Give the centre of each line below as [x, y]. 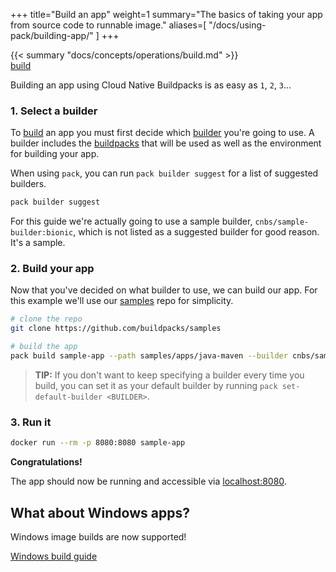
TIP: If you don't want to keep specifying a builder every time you [169, 375]
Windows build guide [54, 556]
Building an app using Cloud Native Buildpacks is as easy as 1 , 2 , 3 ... [151, 85]
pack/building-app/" [52, 35]
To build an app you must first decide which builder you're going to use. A [162, 133]
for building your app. [55, 154]
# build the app [44, 347]
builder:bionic [42, 233]
